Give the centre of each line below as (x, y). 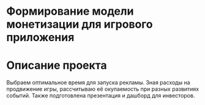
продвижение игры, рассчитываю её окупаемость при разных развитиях (103, 89)
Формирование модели (70, 11)
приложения (40, 37)
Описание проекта (57, 65)
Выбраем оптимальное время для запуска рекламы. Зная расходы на (99, 83)
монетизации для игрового (80, 24)
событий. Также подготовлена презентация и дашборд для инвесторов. (101, 96)
